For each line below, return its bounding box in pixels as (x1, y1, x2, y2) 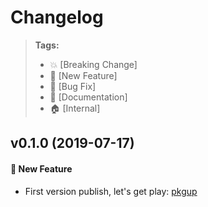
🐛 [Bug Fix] (49, 80, 97, 92)
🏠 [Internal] (49, 102, 101, 114)
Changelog (10, 6, 104, 29)
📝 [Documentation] (49, 91, 128, 103)
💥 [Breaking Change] (49, 58, 138, 70)
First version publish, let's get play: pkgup (24, 185, 198, 197)
